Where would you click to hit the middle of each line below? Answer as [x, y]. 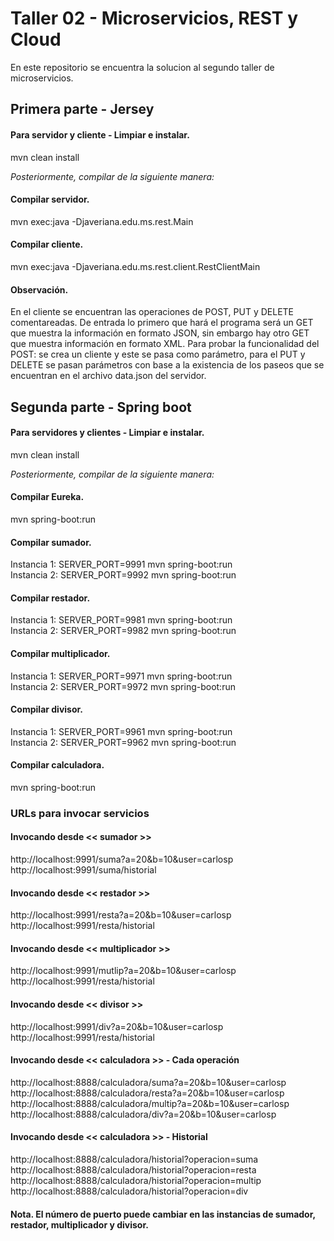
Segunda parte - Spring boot [101, 407]
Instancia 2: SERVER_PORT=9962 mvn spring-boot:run [123, 742]
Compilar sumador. [51, 542]
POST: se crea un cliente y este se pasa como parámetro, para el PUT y [158, 354]
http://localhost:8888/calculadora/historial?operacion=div [129, 1191]
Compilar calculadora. [57, 765]
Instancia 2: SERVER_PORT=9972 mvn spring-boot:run [123, 686]
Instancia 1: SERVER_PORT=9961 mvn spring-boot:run [121, 731]
